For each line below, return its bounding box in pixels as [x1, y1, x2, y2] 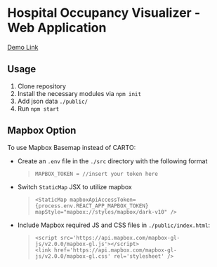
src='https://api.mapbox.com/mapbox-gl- [60, 234, 180, 241]
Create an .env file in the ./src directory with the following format [17, 156, 208, 165]
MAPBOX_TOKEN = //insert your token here [34, 170, 158, 177]
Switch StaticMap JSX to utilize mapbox [17, 182, 132, 191]
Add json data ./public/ [17, 97, 88, 105]
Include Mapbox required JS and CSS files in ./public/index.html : [17, 221, 211, 229]
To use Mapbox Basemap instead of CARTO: [7, 143, 136, 151]
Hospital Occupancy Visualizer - [7, 5, 201, 21]
